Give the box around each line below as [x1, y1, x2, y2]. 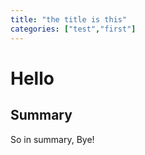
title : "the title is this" [10, 14, 128, 25]
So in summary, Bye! [10, 133, 95, 145]
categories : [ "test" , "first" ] [10, 24, 137, 34]
